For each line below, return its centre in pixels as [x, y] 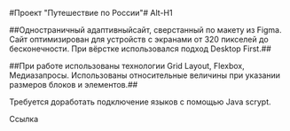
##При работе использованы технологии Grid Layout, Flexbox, [127, 66]
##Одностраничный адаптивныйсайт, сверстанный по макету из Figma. [145, 30]
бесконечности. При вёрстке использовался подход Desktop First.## [141, 49]
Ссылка [24, 119]
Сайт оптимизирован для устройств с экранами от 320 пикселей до [139, 39]
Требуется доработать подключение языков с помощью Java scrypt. [141, 102]
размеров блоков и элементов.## [74, 85]
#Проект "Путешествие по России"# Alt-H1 [91, 13]
